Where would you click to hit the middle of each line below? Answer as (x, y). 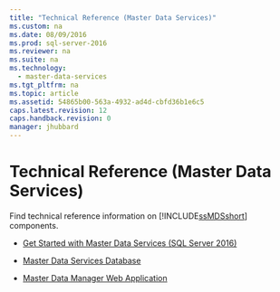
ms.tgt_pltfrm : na (44, 85)
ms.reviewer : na (40, 52)
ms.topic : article (44, 93)
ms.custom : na (36, 26)
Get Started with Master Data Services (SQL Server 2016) (130, 243)
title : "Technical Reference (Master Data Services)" (113, 18)
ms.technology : (38, 69)
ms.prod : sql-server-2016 (58, 43)
